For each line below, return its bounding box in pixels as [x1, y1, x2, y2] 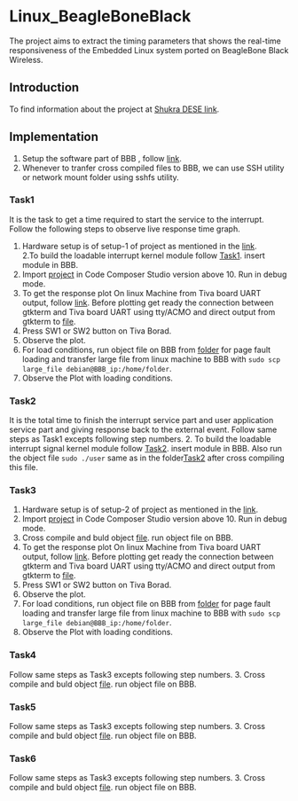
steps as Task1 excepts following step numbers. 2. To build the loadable [9, 434, 271, 444]
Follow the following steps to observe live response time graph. [9, 224, 241, 234]
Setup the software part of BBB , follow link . [21, 153, 182, 163]
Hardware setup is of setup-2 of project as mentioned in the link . [21, 504, 259, 515]
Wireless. [9, 54, 43, 65]
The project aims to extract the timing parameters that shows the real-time [9, 35, 282, 46]
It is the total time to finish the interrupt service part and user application [9, 415, 274, 426]
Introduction [9, 80, 80, 95]
